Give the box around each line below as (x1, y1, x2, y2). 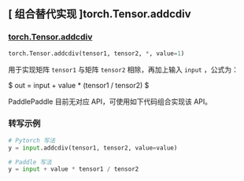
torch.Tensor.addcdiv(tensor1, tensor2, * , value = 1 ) (8, 50, 185, 57)
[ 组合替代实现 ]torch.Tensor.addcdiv (8, 7, 191, 21)
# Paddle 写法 (8, 158, 53, 166)
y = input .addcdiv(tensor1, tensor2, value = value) (8, 144, 178, 152)
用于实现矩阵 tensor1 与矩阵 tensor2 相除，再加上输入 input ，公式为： (8, 65, 238, 74)
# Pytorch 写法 (8, 136, 56, 144)
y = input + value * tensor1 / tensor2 (8, 165, 139, 173)
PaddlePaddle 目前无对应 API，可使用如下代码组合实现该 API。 (8, 97, 213, 106)
